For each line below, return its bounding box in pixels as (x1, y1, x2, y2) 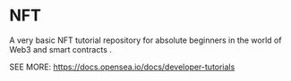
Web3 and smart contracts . (9, 44, 112, 54)
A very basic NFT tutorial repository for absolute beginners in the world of (9, 35, 282, 45)
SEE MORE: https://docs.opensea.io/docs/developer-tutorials (9, 61, 235, 72)
